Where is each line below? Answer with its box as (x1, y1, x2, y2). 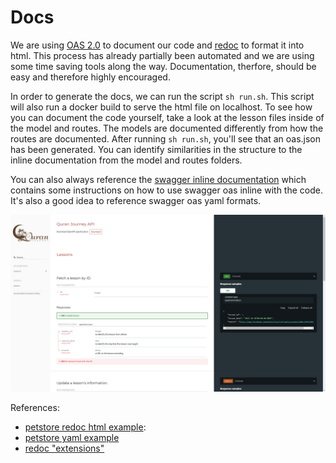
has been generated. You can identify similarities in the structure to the (10, 143, 303, 155)
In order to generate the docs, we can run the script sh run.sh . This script (10, 90, 315, 102)
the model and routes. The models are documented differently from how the (10, 122, 324, 134)
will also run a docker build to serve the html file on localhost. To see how (10, 101, 313, 113)
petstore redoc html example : (24, 421, 147, 433)
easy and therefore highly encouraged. (10, 71, 171, 83)
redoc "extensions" (24, 442, 105, 455)
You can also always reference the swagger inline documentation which (10, 173, 307, 185)
